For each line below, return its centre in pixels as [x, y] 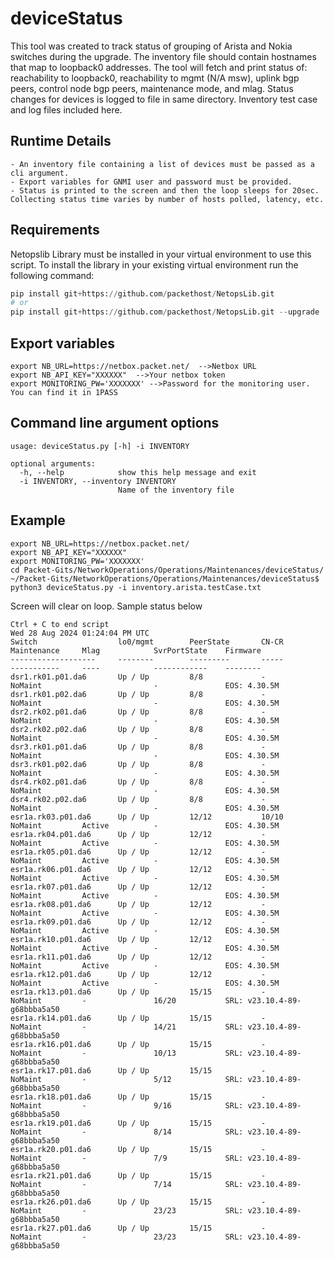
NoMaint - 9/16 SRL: [127, 1105]
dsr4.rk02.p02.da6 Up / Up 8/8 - [138, 799]
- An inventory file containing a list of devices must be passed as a [162, 164]
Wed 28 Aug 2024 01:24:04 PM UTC [80, 633]
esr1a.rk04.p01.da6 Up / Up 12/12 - [138, 834]
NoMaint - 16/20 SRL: [127, 1000]
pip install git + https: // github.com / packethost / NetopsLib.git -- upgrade [165, 312]
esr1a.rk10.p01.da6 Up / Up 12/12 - [138, 939]
